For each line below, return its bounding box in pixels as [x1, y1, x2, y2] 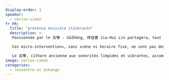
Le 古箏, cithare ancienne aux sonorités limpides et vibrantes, [12, 53, 150, 58]
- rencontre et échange [10, 67, 59, 72]
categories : [5, 62, 30, 67]
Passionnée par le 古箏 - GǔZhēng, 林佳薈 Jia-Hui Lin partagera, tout [12, 35, 162, 40]
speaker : [5, 12, 24, 17]
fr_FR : [5, 21, 19, 26]
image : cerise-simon [5, 58, 49, 63]
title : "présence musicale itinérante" [10, 26, 94, 31]
